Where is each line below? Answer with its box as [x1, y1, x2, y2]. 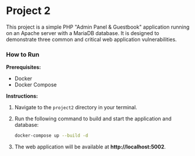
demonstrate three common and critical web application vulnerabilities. [6, 36, 177, 43]
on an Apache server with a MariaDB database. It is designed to [6, 29, 159, 36]
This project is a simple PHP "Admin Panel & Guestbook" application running [6, 23, 190, 30]
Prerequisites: [6, 64, 41, 71]
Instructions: [6, 92, 39, 100]
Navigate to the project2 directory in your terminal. [14, 104, 137, 111]
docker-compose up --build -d [14, 133, 89, 138]
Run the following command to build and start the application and [14, 115, 172, 122]
